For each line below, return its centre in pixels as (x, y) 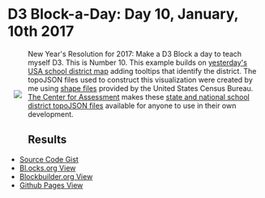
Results (47, 140)
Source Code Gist (49, 159)
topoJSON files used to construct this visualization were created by (140, 80)
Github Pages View (51, 185)
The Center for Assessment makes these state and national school (139, 97)
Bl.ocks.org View (47, 168)
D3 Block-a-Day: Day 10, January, (123, 14)
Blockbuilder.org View (56, 176)
